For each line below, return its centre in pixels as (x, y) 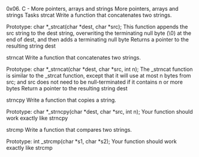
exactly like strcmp (29, 148)
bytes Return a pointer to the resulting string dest (67, 88)
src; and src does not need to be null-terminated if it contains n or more (94, 82)
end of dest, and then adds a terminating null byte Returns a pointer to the (97, 39)
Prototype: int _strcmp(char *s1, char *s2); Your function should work (91, 141)
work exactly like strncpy (37, 118)
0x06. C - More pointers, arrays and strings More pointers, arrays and (92, 9)
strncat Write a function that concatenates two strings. (73, 57)
